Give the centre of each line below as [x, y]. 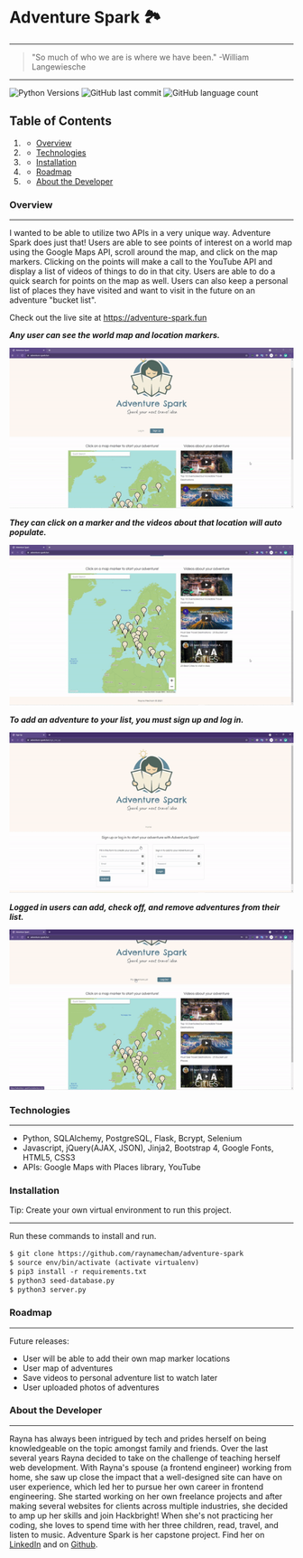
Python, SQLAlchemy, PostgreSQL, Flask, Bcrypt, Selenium [132, 1138]
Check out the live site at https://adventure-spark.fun [108, 318]
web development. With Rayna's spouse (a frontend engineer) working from [151, 1467]
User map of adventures [68, 1368]
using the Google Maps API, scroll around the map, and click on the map [143, 252]
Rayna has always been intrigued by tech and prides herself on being [138, 1439]
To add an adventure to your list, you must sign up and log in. [127, 719]
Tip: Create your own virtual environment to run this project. [120, 1210]
